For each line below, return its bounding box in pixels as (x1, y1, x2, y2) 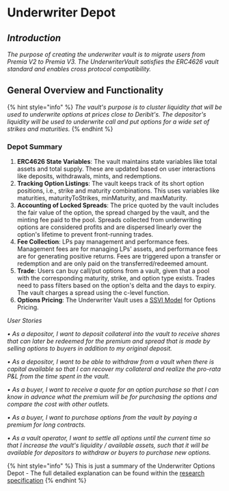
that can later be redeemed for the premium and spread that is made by (7, 337, 211, 346)
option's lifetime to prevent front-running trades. (16, 230, 154, 239)
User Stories (7, 317, 42, 325)
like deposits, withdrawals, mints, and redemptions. (16, 172, 162, 180)
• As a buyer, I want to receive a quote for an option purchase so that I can (7, 385, 219, 394)
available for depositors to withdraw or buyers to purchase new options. (7, 448, 211, 457)
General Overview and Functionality (7, 84, 164, 97)
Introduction (7, 32, 62, 44)
